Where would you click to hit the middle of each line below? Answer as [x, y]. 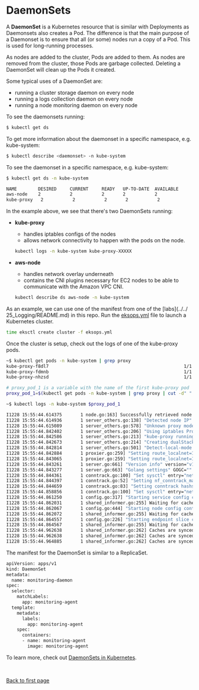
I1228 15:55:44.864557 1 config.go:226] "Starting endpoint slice [98, 519]
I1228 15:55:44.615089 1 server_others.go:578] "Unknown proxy [94, 426]
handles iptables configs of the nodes [70, 234]
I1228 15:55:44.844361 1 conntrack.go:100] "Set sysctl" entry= [95, 475]
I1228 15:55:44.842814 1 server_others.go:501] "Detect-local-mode [99, 448]
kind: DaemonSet [26, 569]
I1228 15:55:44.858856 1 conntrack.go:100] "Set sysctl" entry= [95, 492]
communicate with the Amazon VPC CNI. [73, 287]
